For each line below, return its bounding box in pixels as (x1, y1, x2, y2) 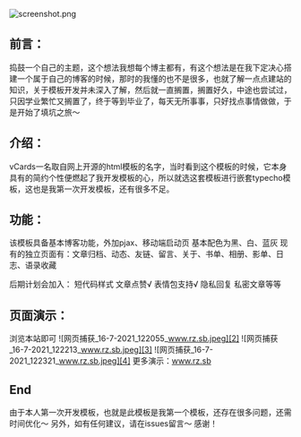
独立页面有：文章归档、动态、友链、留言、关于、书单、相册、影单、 (24, 249, 276, 260)
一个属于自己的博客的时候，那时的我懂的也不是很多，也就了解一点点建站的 (16, 73, 292, 84)
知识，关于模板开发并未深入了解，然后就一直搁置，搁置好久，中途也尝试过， (9, 84, 292, 95)
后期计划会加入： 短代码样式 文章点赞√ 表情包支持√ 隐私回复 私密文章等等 (9, 278, 282, 290)
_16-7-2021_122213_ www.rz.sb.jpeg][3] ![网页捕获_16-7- (9, 345, 213, 356)
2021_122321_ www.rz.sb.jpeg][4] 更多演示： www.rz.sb (9, 356, 212, 366)
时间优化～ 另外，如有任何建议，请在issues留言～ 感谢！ (9, 418, 218, 429)
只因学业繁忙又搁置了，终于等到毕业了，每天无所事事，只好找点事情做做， (9, 95, 284, 107)
